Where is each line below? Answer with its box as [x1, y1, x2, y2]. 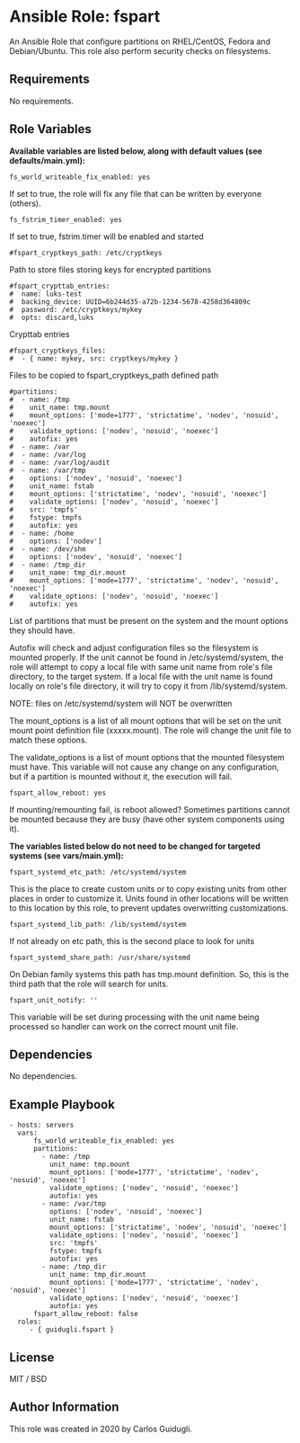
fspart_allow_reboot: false [32, 1310, 139, 1319]
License [9, 1349, 55, 1365]
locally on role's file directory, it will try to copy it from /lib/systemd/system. [9, 681, 288, 691]
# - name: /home [9, 529, 75, 538]
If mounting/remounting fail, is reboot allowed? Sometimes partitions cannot [9, 804, 290, 815]
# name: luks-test [9, 289, 83, 298]
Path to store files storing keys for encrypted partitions [9, 263, 212, 275]
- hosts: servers [9, 1121, 75, 1130]
